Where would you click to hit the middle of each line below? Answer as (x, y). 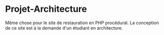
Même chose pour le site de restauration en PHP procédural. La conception (82, 23)
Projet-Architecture (46, 9)
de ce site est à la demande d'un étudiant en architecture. (64, 28)
